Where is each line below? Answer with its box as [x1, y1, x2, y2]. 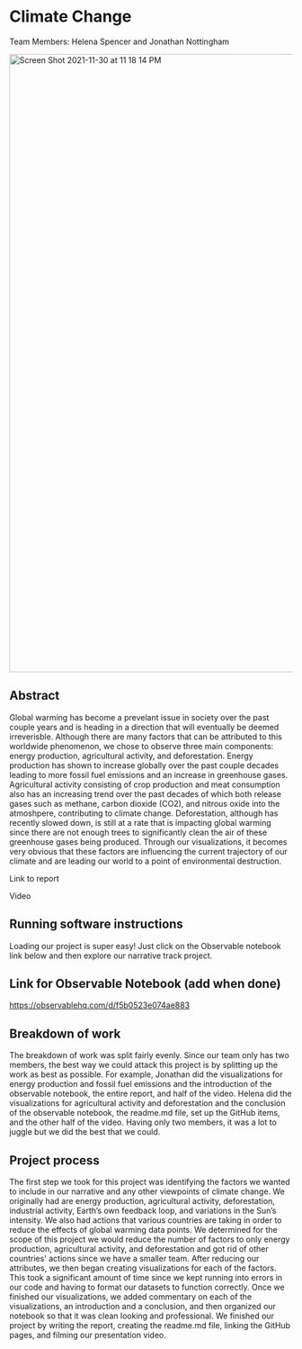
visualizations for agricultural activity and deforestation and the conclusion [9, 1098, 286, 1109]
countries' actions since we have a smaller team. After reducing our [9, 1254, 260, 1263]
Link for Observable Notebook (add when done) [9, 975, 281, 991]
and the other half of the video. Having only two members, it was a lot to [9, 1117, 277, 1127]
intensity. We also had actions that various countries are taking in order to [9, 1215, 282, 1226]
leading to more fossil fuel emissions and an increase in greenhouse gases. [9, 769, 289, 780]
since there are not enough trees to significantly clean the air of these [9, 827, 268, 837]
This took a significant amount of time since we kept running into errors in [9, 1272, 283, 1282]
